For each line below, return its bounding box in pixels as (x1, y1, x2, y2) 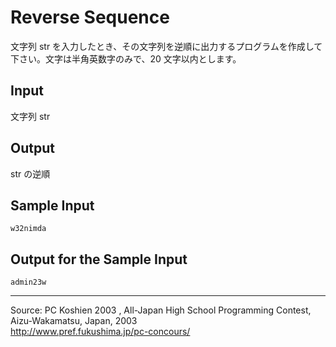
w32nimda (10, 224, 47, 234)
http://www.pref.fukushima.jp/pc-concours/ (10, 326, 191, 338)
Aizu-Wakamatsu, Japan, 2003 (10, 315, 138, 327)
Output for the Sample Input (10, 251, 188, 268)
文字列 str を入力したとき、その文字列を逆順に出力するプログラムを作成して (10, 40, 323, 52)
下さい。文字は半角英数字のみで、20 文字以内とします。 (10, 52, 242, 65)
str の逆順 (10, 167, 51, 180)
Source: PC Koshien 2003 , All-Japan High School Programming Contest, (10, 304, 312, 316)
